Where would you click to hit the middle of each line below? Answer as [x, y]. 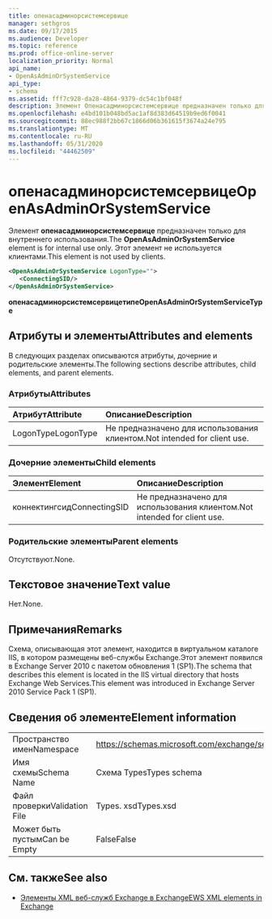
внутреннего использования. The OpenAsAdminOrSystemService [122, 239]
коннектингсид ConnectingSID [71, 507]
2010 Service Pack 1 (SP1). [53, 692]
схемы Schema [41, 773]
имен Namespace [46, 749]
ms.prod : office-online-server [61, 53]
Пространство [41, 739]
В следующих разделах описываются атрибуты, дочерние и [113, 355]
